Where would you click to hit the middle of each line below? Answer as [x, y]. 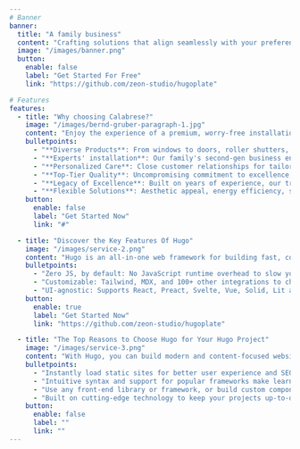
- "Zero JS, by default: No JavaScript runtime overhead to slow [157, 274]
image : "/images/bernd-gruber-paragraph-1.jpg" [115, 125]
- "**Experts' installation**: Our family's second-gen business [157, 158]
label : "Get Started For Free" [83, 76]
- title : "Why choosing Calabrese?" [85, 117]
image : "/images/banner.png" [71, 51]
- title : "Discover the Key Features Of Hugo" [105, 241]
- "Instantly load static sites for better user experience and [155, 373]
